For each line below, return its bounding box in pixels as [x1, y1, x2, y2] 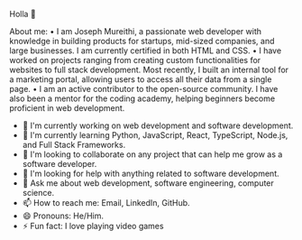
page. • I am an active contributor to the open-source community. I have [9, 84, 279, 94]
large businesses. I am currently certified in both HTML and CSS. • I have [9, 45, 282, 56]
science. [22, 188, 55, 198]
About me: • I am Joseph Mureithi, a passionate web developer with [9, 26, 261, 36]
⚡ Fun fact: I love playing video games [22, 221, 164, 231]
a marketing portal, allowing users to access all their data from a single [9, 74, 272, 85]
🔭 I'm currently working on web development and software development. [22, 120, 294, 131]
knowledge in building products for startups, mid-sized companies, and [9, 36, 275, 46]
